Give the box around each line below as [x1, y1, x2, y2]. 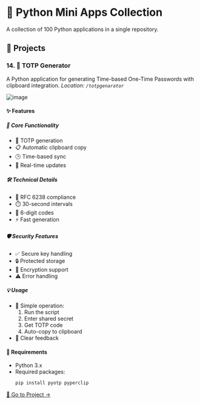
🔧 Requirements [6, 348, 47, 355]
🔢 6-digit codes [15, 209, 55, 216]
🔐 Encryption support [15, 266, 68, 273]
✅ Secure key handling [15, 250, 73, 258]
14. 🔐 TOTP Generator [6, 61, 71, 70]
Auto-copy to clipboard [24, 328, 83, 335]
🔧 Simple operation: [15, 302, 65, 309]
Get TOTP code [24, 321, 63, 329]
